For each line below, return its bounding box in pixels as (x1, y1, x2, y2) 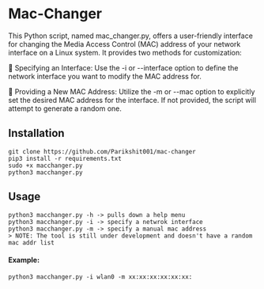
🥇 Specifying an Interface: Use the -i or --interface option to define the (8, 63, 239, 72)
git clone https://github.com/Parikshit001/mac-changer (8, 147, 196, 155)
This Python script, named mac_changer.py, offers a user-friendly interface (8, 31, 253, 40)
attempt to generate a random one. (8, 104, 123, 113)
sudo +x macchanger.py (8, 162, 83, 169)
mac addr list (8, 238, 55, 246)
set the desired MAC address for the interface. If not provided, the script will (8, 95, 257, 105)
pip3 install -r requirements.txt (8, 154, 123, 162)
